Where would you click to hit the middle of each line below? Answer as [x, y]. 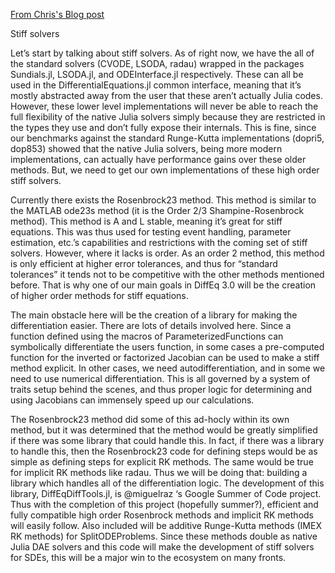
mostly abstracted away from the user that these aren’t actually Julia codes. [166, 95]
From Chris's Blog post [57, 14]
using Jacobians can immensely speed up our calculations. [132, 400]
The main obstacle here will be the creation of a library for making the [154, 315]
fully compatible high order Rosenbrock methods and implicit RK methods [162, 515]
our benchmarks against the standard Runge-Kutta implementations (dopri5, [167, 138]
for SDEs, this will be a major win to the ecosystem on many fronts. [148, 557]
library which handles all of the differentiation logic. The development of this [167, 483]
